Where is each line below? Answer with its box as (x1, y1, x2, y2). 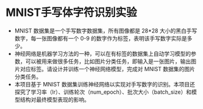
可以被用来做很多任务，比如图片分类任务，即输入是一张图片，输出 (25, 58, 191, 65)
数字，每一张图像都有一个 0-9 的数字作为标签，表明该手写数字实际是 (14, 34, 187, 42)
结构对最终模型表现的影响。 (20, 96, 90, 103)
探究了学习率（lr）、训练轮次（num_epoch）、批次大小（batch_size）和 (14, 88, 192, 96)
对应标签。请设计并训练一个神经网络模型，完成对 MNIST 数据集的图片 (20, 65, 196, 72)
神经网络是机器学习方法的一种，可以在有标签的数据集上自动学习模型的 (14, 50, 191, 57)
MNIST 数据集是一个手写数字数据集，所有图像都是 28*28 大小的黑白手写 (14, 27, 198, 34)
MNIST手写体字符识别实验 (5, 6, 138, 20)
